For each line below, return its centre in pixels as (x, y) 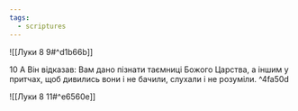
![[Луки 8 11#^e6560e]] (53, 97)
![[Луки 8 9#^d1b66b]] (51, 51)
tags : (19, 18)
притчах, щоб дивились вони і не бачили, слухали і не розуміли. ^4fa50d (149, 79)
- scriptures (42, 26)
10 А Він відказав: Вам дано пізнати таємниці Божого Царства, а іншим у (149, 69)
